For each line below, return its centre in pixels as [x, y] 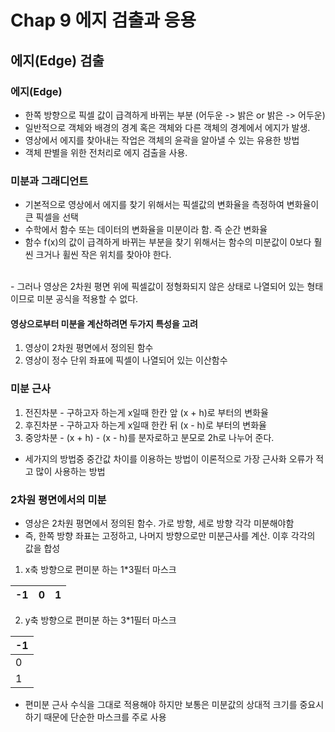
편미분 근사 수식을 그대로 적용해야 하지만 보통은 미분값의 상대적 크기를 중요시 [174, 704]
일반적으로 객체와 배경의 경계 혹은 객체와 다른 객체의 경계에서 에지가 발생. [167, 127]
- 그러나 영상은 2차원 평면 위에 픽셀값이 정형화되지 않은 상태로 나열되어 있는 [157, 287]
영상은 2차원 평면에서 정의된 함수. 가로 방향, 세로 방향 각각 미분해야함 [159, 523]
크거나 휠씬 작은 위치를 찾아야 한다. [103, 255]
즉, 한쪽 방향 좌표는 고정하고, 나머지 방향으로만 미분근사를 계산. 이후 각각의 [170, 535]
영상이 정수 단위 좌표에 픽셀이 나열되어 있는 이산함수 [126, 360]
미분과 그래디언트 [49, 181]
